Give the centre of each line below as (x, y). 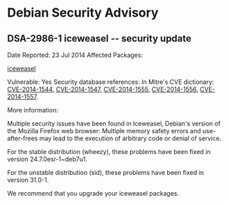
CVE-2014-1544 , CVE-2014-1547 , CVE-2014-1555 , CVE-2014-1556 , (103, 89)
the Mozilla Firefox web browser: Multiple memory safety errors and (104, 131)
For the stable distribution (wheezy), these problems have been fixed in (109, 152)
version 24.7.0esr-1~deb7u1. (47, 159)
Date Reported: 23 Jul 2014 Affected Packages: (75, 55)
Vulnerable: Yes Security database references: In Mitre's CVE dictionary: (111, 82)
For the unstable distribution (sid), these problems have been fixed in (106, 172)
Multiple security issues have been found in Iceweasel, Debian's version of (114, 124)
